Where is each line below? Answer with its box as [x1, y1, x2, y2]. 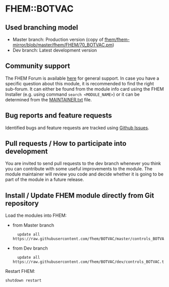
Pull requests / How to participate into [5, 139, 127, 148]
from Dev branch [12, 245, 48, 251]
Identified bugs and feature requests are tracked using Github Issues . [5, 125, 150, 131]
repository [5, 199, 39, 207]
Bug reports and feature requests [5, 111, 112, 120]
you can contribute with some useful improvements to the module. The [5, 166, 153, 172]
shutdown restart [5, 278, 42, 283]
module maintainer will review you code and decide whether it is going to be [5, 171, 164, 177]
